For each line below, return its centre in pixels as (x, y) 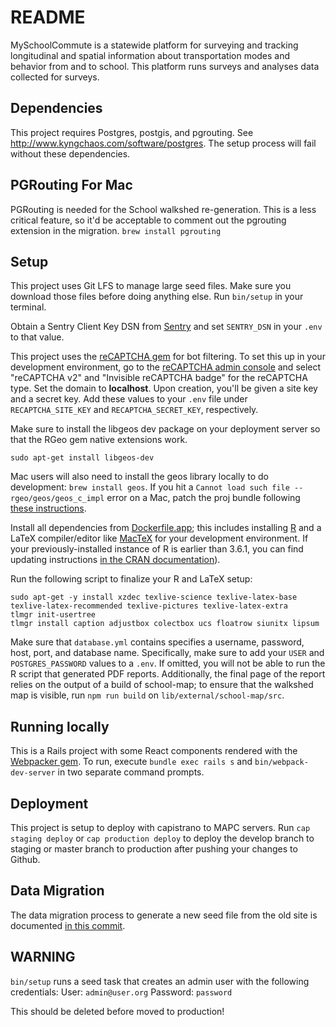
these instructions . (48, 508)
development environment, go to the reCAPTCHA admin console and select (166, 367)
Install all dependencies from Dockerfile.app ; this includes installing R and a (166, 528)
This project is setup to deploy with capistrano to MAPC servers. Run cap (160, 827)
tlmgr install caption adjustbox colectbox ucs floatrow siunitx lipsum (165, 624)
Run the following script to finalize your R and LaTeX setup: (131, 579)
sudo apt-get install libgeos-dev (82, 458)
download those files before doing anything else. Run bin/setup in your (157, 297)
